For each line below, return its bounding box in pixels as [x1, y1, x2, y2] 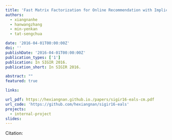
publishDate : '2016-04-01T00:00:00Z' [5, 50, 86, 55]
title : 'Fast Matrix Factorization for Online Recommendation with [5, 7, 153, 13]
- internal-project [10, 111, 52, 116]
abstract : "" [5, 74, 33, 79]
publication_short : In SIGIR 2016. [5, 65, 81, 70]
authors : [5, 12, 24, 17]
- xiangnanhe [10, 17, 38, 22]
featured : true [5, 78, 38, 84]
